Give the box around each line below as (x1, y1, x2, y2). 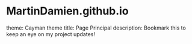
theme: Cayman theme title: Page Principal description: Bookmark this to (6, 24, 187, 31)
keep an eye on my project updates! (6, 30, 95, 37)
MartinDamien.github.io (6, 4, 129, 18)
